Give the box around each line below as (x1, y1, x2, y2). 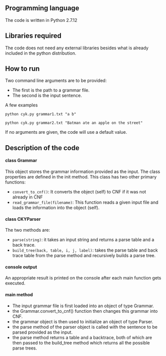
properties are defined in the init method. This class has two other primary (5, 174, 157, 180)
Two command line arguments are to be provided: (5, 78, 107, 84)
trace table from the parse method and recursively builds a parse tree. (12, 253, 156, 259)
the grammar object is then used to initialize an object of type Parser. (12, 318, 154, 325)
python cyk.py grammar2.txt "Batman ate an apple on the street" (5, 120, 143, 126)
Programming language (5, 4, 79, 12)
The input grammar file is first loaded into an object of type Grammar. (12, 303, 154, 309)
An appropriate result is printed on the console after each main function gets (5, 275, 162, 281)
